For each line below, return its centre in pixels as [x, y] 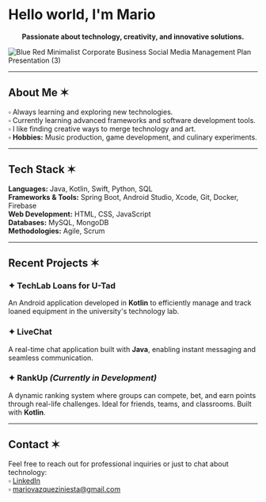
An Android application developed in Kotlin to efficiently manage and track [130, 303]
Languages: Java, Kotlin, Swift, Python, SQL [80, 189]
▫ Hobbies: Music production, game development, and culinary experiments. [133, 137]
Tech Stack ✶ [42, 169]
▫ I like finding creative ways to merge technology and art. [102, 128]
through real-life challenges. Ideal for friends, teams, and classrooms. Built [130, 404]
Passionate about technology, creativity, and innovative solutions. [133, 36]
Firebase [23, 205]
